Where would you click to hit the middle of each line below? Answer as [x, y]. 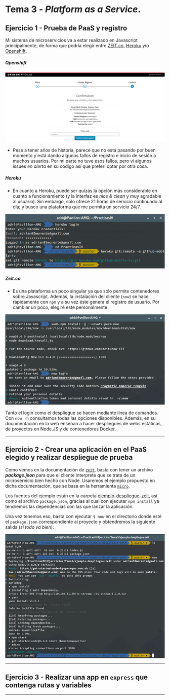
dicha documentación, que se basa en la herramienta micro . [68, 486]
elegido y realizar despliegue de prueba [69, 457]
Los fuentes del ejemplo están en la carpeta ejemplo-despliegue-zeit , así [81, 496]
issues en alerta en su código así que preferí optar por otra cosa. [80, 166]
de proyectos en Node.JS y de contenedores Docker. [61, 429]
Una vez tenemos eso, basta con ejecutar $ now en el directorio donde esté [83, 516]
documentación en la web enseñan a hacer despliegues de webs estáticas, [83, 423]
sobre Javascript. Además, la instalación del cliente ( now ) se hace [81, 297]
